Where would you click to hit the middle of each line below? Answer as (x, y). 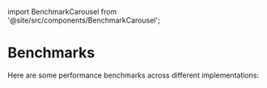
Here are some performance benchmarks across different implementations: (133, 75)
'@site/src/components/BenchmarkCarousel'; (84, 20)
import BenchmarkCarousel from (62, 12)
